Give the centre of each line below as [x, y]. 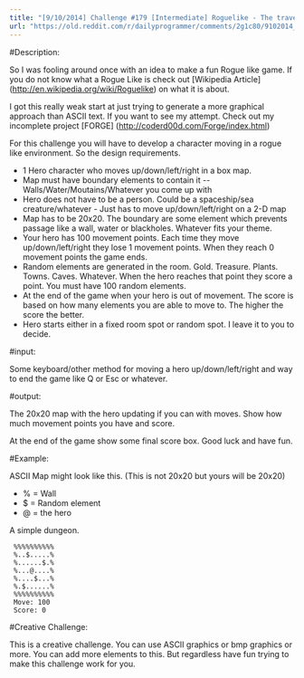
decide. [37, 334]
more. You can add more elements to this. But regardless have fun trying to [149, 654]
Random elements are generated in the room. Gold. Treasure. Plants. [150, 266]
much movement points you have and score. [92, 423]
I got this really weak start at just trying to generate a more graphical [137, 106]
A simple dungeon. [44, 530]
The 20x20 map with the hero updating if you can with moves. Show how [146, 414]
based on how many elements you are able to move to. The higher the [153, 305]
